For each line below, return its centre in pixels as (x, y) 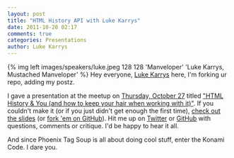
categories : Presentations (47, 40)
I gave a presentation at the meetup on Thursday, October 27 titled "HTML (116, 96)
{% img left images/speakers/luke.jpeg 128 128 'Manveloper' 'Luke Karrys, (116, 67)
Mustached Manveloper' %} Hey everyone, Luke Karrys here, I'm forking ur (117, 74)
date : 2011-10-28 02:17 (42, 27)
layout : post (27, 14)
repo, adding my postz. (41, 82)
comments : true (30, 34)
